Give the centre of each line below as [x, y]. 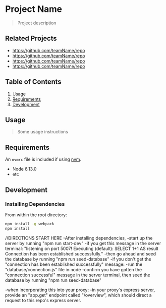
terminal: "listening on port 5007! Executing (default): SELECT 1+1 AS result [82, 248]
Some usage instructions [43, 132]
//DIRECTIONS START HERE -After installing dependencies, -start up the [79, 238]
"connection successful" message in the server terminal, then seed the [78, 275]
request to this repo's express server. [43, 300]
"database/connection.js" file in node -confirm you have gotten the [74, 269]
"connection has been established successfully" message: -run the [74, 264]
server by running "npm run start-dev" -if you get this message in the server [83, 243]
